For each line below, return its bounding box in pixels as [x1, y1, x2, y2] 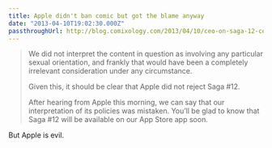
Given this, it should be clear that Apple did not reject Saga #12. [28, 82, 240, 91]
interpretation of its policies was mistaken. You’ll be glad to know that [28, 106, 260, 116]
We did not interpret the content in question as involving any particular [28, 49, 263, 59]
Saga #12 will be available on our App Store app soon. [28, 115, 208, 125]
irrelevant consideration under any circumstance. [28, 66, 193, 76]
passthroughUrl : [8, 27, 63, 35]
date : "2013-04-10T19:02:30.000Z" [8, 19, 125, 27]
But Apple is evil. [8, 130, 65, 140]
